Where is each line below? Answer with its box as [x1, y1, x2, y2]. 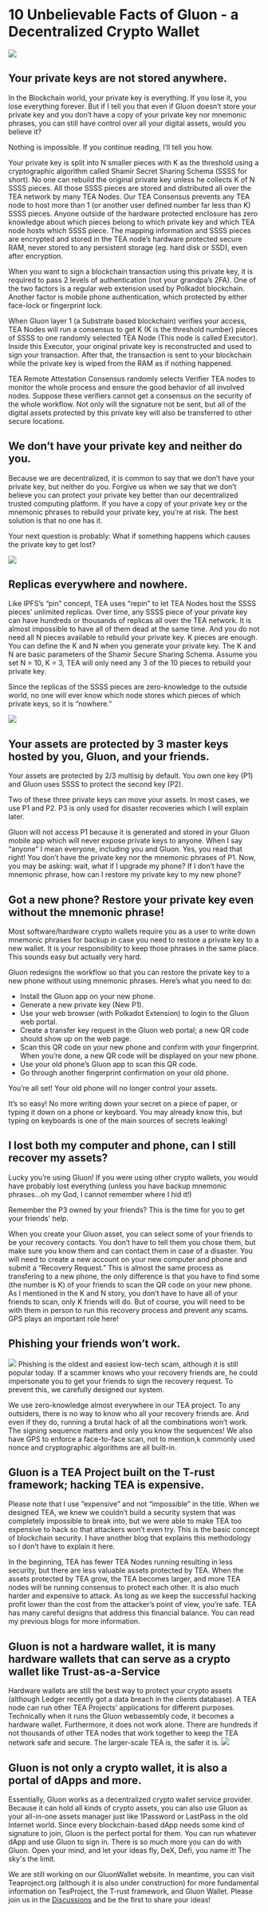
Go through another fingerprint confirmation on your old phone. [19, 1068, 229, 1077]
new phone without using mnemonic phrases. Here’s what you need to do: [8, 976, 253, 986]
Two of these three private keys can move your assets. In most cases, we [8, 795, 250, 804]
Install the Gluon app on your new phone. [19, 992, 156, 1001]
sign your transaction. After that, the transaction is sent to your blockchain [8, 350, 252, 359]
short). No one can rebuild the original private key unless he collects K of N [8, 174, 255, 184]
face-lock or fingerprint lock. [8, 300, 104, 310]
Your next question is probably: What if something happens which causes [8, 531, 250, 541]
